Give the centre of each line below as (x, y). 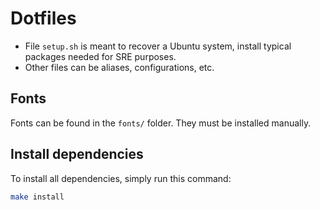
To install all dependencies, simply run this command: (121, 178)
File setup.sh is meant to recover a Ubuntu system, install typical (158, 46)
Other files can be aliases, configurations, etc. (119, 67)
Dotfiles (43, 18)
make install (37, 197)
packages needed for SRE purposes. (100, 56)
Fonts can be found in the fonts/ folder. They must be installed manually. (161, 123)
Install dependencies (77, 154)
